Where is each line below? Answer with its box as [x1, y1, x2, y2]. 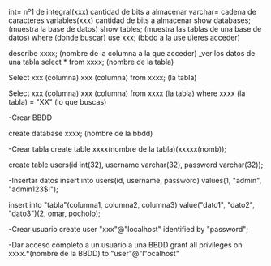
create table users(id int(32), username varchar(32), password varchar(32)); [8, 160, 264, 169]
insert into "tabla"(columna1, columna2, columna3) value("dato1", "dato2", [8, 200, 255, 209]
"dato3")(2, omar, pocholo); [8, 208, 101, 218]
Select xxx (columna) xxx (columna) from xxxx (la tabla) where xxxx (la [8, 88, 246, 98]
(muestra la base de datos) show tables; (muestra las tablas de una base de [8, 24, 262, 33]
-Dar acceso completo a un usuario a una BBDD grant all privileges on [8, 240, 243, 250]
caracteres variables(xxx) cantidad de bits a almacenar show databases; [8, 15, 252, 25]
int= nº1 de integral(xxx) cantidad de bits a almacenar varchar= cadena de [8, 7, 257, 16]
